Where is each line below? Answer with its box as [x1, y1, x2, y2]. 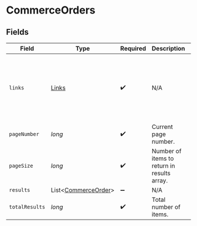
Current [151, 123, 173, 131]
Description [151, 45, 185, 52]
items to [151, 154, 174, 162]
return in [151, 162, 175, 169]
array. [151, 177, 168, 184]
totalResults [9, 204, 46, 210]
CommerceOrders [6, 4, 96, 17]
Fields [6, 27, 29, 37]
